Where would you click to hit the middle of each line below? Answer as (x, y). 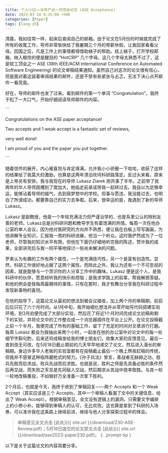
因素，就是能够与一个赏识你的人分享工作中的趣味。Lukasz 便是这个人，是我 (83, 271)
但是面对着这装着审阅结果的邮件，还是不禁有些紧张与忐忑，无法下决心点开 (82, 76)
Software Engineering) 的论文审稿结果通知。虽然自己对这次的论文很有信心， (84, 70)
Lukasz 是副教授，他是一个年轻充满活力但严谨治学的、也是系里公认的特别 (81, 217)
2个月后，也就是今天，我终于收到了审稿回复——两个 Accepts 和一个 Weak (82, 387)
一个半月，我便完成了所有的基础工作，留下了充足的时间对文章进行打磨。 (88, 326)
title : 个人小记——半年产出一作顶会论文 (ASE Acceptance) (60, 10)
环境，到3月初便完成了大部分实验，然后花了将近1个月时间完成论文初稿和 (80, 314)
